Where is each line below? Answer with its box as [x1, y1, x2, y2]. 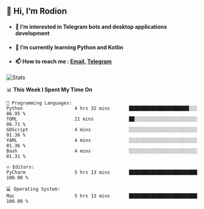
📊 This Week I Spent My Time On [6, 86, 93, 93]
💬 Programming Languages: [6, 100, 72, 106]
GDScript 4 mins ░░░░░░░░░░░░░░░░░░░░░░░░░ [6, 126, 198, 133]
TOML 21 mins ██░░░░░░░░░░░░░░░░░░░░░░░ [6, 116, 198, 122]
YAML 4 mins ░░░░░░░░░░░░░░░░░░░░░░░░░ [6, 137, 198, 143]
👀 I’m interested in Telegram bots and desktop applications [15, 23, 167, 30]
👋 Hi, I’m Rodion [6, 6, 67, 16]
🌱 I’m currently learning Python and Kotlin [15, 43, 124, 51]
